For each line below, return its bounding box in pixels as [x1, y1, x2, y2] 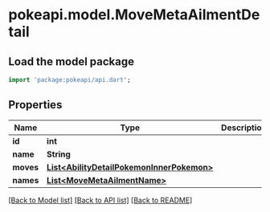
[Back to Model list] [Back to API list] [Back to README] [8, 195, 193, 205]
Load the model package [8, 55, 135, 68]
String [47, 149, 71, 160]
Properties [8, 98, 63, 112]
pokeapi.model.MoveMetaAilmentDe [8, 6, 260, 24]
